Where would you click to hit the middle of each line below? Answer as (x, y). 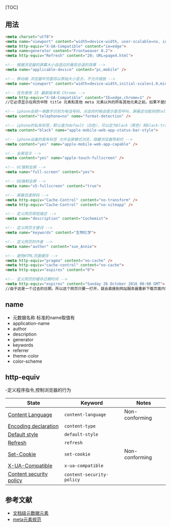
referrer (21, 350)
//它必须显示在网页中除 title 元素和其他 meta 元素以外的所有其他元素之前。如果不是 (85, 102)
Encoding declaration (33, 426)
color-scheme (27, 361)
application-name (31, 323)
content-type (80, 426)
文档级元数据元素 (31, 513)
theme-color (26, 356)
